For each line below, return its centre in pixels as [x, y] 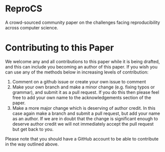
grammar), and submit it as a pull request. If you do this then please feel [86, 92]
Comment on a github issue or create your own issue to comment [79, 81]
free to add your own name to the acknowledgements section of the [82, 97]
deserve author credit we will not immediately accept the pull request [83, 124]
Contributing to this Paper [59, 48]
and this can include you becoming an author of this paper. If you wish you [81, 67]
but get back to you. [33, 129]
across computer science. [32, 27]
